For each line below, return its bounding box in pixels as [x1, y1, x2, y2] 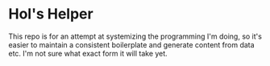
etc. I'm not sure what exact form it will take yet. [8, 48, 168, 58]
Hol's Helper [8, 5, 94, 23]
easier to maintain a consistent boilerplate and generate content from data [8, 39, 255, 49]
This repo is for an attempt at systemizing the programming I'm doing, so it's [8, 31, 262, 41]
